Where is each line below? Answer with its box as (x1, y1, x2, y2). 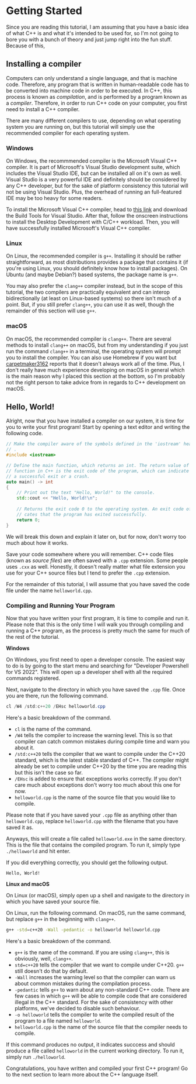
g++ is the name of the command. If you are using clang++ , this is (14, 949, 170, 956)
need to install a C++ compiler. (6, 105, 80, 112)
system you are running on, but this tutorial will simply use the (6, 123, 155, 130)
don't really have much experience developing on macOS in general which (6, 366, 185, 373)
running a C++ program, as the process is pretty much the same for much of (6, 627, 190, 634)
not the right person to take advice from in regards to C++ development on (6, 378, 185, 386)
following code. (6, 430, 43, 437)
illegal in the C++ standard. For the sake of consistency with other (14, 999, 173, 1006)
